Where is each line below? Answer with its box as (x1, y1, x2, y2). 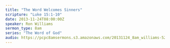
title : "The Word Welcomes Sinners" (5, 7, 82, 12)
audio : (5, 35, 19, 40)
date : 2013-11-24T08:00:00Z (5, 16, 65, 21)
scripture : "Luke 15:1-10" (5, 12, 62, 17)
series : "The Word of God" (5, 30, 62, 35)
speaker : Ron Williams (5, 21, 53, 26)
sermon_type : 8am (5, 26, 42, 31)
